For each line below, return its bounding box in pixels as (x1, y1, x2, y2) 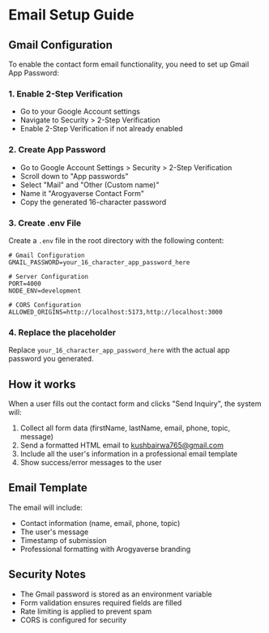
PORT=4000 (8, 280, 42, 288)
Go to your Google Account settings (19, 107, 140, 117)
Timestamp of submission (19, 535, 107, 545)
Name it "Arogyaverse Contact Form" (19, 188, 144, 198)
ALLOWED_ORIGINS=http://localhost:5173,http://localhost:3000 (8, 308, 223, 316)
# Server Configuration (8, 272, 89, 280)
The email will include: (8, 503, 83, 512)
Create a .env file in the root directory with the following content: (8, 235, 224, 245)
